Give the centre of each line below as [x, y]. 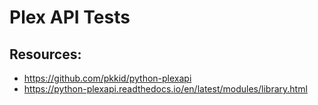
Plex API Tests [70, 17]
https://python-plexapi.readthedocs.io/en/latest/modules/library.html [165, 89]
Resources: [45, 54]
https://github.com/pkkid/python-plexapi [107, 78]
